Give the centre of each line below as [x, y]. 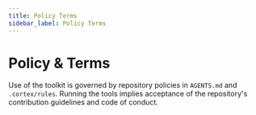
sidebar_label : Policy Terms [57, 23]
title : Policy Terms [43, 16]
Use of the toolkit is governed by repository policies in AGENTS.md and [123, 85]
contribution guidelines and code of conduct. [84, 102]
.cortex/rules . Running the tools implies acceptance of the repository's [128, 94]
